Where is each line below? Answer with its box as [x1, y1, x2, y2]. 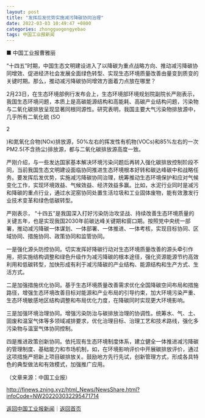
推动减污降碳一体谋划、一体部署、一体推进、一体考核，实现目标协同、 [16, 225, 193, 232]
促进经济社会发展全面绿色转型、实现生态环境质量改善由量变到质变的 [27, 70, 199, 77]
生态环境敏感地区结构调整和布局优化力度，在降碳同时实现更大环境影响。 [6, 297, 188, 304]
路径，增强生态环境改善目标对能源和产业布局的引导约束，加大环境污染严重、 [6, 289, 199, 297]
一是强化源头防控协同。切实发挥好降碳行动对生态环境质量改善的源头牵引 [6, 245, 188, 253]
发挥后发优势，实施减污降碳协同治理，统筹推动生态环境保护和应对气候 [22, 174, 199, 181]
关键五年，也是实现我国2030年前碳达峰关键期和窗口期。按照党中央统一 [6, 217, 185, 225]
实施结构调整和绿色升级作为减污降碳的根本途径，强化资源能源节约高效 [22, 253, 199, 261]
